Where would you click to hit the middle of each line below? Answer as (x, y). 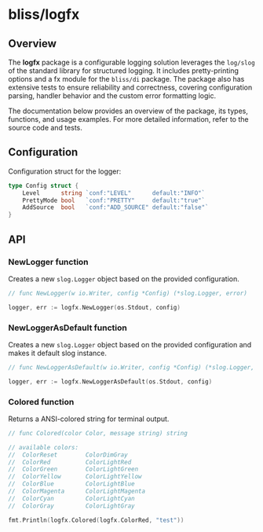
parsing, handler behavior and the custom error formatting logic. (112, 95)
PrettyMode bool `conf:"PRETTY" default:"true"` (114, 200)
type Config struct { (44, 185)
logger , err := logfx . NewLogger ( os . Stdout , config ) (94, 307)
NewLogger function (48, 262)
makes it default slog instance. (58, 353)
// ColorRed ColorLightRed (70, 462)
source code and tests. (45, 128)
